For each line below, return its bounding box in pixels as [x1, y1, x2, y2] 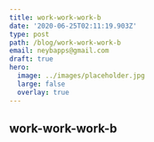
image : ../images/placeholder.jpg [17, 71, 145, 80]
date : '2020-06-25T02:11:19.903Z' [9, 21, 138, 30]
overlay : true [17, 88, 69, 96]
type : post [9, 29, 50, 38]
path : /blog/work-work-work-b [9, 38, 122, 47]
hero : [9, 63, 29, 72]
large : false [17, 79, 66, 88]
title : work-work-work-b [9, 13, 101, 22]
